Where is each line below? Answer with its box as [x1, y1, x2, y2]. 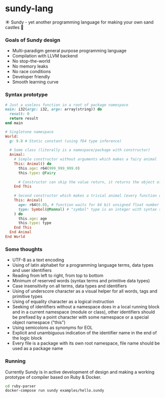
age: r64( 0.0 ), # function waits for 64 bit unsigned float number [18, 202, 160, 207]
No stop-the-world [12, 58, 51, 64]
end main [5, 121, 23, 125]
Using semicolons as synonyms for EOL [12, 324, 93, 331]
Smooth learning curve [12, 79, 59, 85]
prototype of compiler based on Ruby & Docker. [5, 374, 102, 380]
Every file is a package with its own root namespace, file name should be [12, 340, 160, 346]
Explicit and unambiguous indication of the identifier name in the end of [12, 330, 157, 336]
